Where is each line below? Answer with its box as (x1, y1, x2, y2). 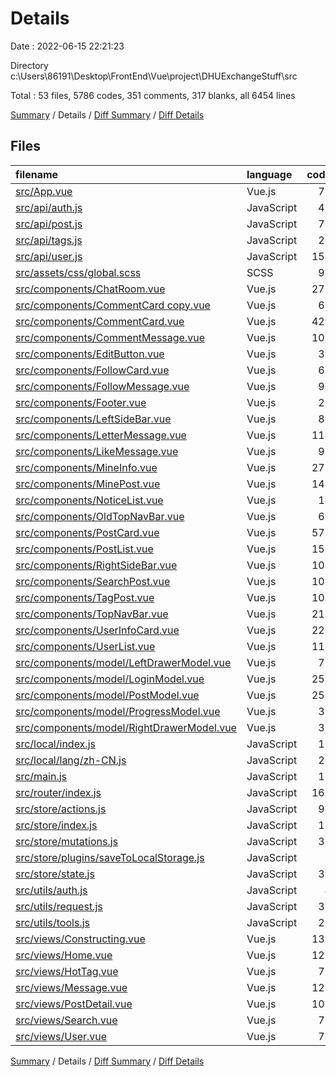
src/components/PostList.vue (15, 542, 154, 556)
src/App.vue (15, 184, 73, 198)
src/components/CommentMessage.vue (15, 330, 205, 344)
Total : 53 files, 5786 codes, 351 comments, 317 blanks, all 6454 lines (10, 89, 296, 101)
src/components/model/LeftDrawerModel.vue (15, 655, 232, 669)
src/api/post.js (15, 217, 83, 231)
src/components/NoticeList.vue (15, 493, 164, 507)
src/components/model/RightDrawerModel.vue (15, 720, 237, 734)
